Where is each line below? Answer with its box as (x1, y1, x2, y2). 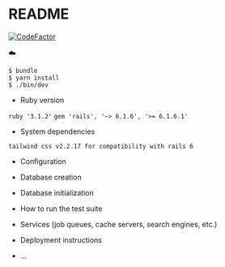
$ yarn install (8, 74, 60, 82)
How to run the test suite (19, 204, 103, 213)
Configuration (19, 156, 66, 166)
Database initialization (19, 187, 95, 197)
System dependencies (19, 127, 96, 136)
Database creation (19, 172, 83, 182)
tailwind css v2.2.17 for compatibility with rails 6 (8, 142, 194, 150)
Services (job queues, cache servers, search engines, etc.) (19, 219, 218, 229)
